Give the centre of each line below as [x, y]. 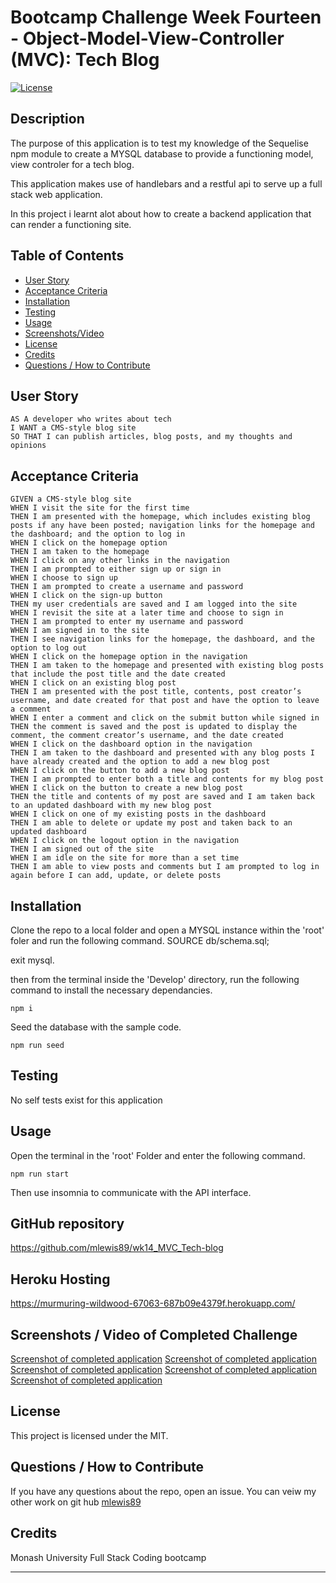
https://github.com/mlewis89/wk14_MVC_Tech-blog [117, 1248]
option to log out [48, 648]
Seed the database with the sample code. [96, 1027]
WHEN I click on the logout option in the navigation [125, 841]
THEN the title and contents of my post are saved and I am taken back [162, 797]
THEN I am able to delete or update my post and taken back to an [151, 823]
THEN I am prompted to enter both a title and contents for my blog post [167, 779]
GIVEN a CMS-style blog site [71, 499]
